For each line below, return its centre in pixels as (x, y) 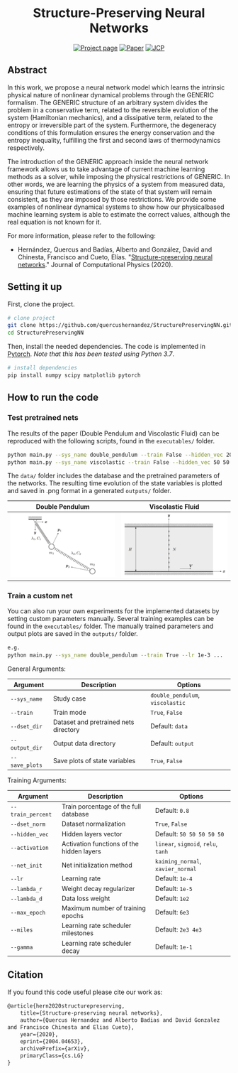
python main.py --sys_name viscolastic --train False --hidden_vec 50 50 (119, 462)
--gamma (22, 948)
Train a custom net (40, 595)
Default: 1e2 (172, 898)
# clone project (31, 318)
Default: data (169, 726)
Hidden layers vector (92, 834)
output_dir (26, 748)
